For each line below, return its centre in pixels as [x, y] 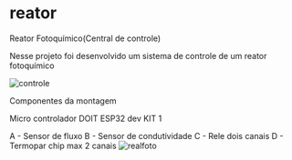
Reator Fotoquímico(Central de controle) [85, 38]
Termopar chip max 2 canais [63, 145]
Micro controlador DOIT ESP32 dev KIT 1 [86, 118]
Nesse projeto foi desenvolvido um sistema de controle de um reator [138, 55]
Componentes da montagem [63, 100]
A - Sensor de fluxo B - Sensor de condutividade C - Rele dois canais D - [146, 135]
